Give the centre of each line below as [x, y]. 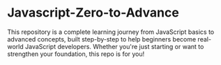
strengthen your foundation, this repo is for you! [76, 54]
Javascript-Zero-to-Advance [93, 13]
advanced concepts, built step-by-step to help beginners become [102, 39]
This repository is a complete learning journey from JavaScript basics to [111, 32]
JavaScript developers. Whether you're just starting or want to [114, 46]
